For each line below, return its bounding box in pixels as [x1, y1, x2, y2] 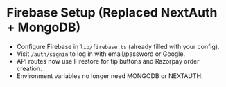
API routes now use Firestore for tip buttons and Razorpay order [16, 57, 200, 65]
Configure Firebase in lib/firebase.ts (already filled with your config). [16, 42, 220, 50]
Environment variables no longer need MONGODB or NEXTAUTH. [16, 71, 203, 80]
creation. [16, 64, 42, 72]
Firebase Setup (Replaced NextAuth [6, 5, 218, 21]
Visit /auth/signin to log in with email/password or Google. [16, 50, 185, 58]
